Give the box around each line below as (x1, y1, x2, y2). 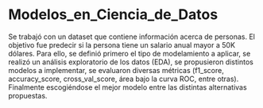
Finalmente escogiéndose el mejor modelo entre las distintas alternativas (8, 82, 248, 92)
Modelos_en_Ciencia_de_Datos (8, 6, 219, 24)
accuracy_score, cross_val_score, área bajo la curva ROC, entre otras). (8, 74, 239, 83)
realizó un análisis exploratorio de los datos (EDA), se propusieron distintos (8, 57, 254, 67)
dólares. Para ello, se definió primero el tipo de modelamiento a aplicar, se (8, 48, 251, 58)
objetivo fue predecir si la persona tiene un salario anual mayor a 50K (8, 40, 236, 49)
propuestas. (8, 91, 48, 100)
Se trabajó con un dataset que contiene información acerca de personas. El (8, 32, 256, 41)
